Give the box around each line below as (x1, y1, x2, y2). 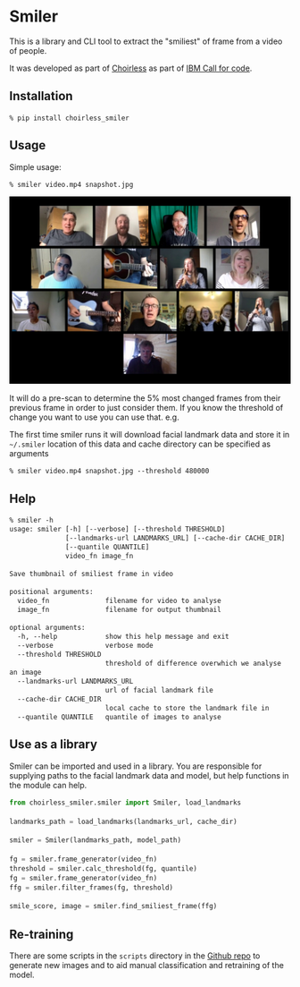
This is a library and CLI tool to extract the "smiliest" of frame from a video (9, 36, 283, 47)
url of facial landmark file (104, 686, 214, 695)
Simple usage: (9, 161, 62, 172)
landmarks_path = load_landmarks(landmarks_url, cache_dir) (9, 817, 238, 826)
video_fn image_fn (65, 552, 134, 561)
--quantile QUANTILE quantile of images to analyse (17, 713, 221, 722)
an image (9, 668, 42, 677)
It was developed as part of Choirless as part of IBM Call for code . (9, 63, 253, 73)
